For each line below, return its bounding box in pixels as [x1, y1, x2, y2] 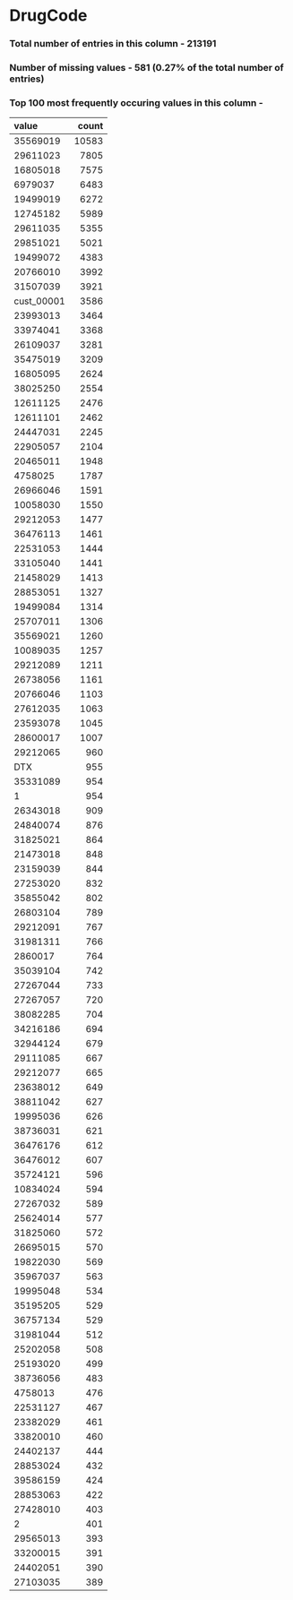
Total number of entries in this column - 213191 [9, 38, 217, 50]
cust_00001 [13, 295, 65, 307]
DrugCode [9, 5, 88, 26]
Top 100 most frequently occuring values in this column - [9, 96, 263, 108]
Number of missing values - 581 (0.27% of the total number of [9, 62, 284, 74]
